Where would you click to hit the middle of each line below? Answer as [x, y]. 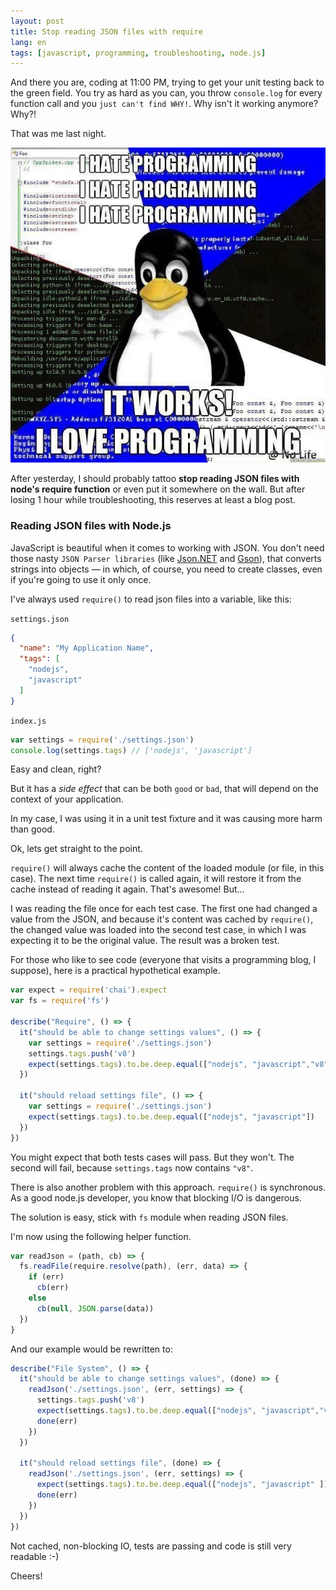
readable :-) [35, 1556]
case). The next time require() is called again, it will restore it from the [156, 879]
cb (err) [53, 1288]
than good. [32, 829]
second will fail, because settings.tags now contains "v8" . [132, 1167]
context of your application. [67, 799]
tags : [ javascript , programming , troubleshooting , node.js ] [138, 53]
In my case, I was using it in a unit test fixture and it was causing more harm [166, 819]
